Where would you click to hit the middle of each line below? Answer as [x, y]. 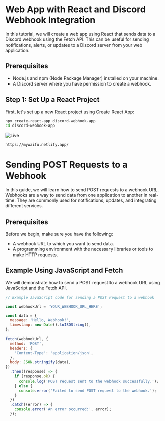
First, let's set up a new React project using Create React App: [70, 112]
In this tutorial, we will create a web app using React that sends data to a [80, 34]
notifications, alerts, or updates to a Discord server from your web [74, 45]
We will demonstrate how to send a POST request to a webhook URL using [83, 282]
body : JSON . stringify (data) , [40, 362]
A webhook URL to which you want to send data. [63, 243]
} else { [23, 386]
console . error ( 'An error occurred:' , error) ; [63, 409]
